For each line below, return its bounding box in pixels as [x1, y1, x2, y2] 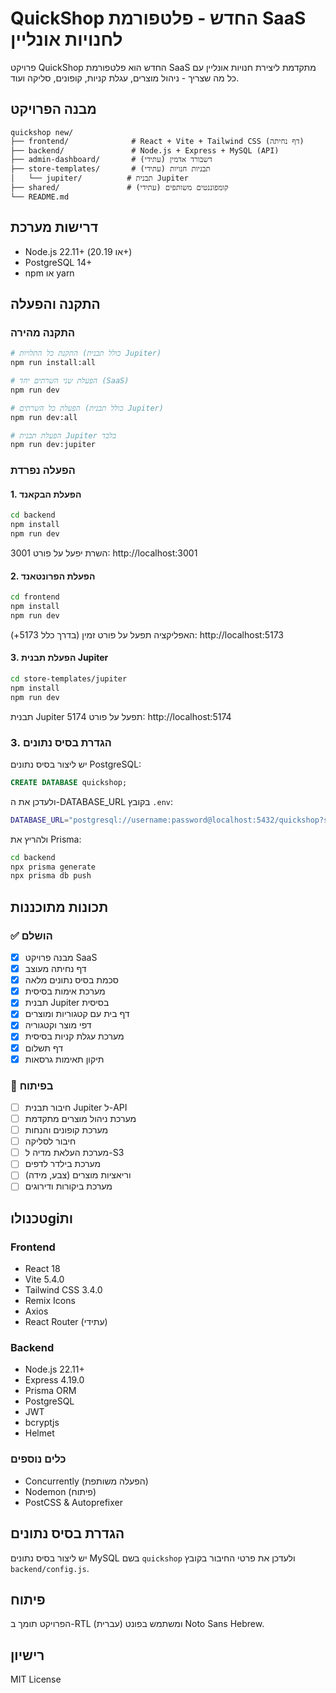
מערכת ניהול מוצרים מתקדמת [24, 1113, 137, 1124]
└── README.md [10, 192, 70, 202]
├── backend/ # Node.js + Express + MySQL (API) [10, 145, 280, 156]
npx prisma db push [10, 871, 92, 881]
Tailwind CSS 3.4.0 [24, 1284, 103, 1296]
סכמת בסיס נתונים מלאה [24, 974, 119, 986]
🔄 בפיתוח [10, 1078, 54, 1092]
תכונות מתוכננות [10, 898, 109, 916]
